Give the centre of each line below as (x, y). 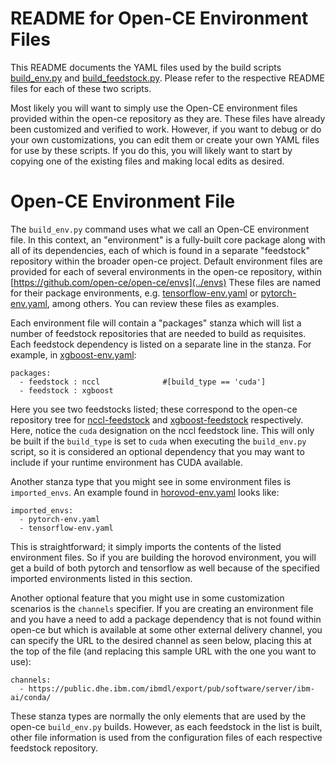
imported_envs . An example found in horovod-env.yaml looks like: (145, 492)
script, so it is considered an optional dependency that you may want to (157, 451)
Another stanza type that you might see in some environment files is (151, 481)
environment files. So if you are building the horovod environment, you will (163, 557)
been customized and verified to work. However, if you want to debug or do (166, 129)
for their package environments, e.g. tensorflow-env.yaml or (134, 293)
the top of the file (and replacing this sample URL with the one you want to (163, 651)
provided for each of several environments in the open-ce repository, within (166, 271)
